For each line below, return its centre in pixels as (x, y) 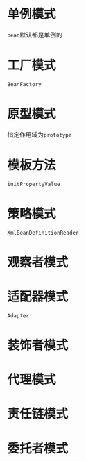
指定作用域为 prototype (40, 134)
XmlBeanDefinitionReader (43, 233)
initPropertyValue (34, 184)
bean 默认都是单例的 (35, 35)
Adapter (18, 316)
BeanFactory (24, 84)
